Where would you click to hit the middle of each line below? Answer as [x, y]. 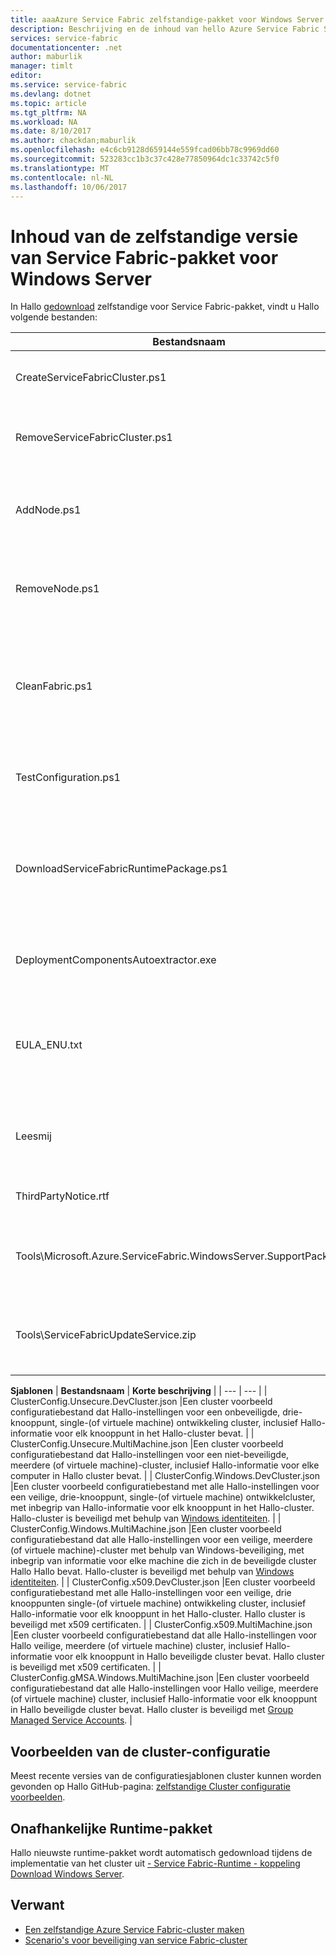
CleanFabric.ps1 [54, 686]
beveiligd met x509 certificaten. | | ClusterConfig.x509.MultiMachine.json [161, 1625]
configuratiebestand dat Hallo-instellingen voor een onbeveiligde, [145, 1412]
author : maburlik [46, 57]
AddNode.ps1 [48, 510]
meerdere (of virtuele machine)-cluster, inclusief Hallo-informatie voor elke [165, 1465]
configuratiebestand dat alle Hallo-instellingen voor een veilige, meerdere [161, 1540]
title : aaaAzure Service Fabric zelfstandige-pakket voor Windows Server [167, 19]
